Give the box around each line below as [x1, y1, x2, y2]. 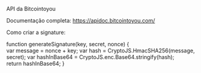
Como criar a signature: [6, 29, 66, 36]
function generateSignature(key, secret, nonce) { [6, 41, 130, 47]
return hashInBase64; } [6, 60, 65, 67]
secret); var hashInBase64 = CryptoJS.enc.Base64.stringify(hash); [6, 54, 175, 60]
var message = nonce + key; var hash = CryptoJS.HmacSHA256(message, [6, 47, 196, 54]
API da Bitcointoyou [6, 5, 56, 12]
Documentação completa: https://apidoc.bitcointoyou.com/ [6, 17, 155, 24]
